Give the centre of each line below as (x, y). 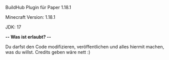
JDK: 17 (13, 27)
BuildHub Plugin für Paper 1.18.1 (38, 7)
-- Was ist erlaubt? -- (28, 37)
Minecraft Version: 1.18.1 (30, 17)
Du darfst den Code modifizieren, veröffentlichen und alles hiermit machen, (85, 47)
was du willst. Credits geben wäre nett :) (48, 52)
